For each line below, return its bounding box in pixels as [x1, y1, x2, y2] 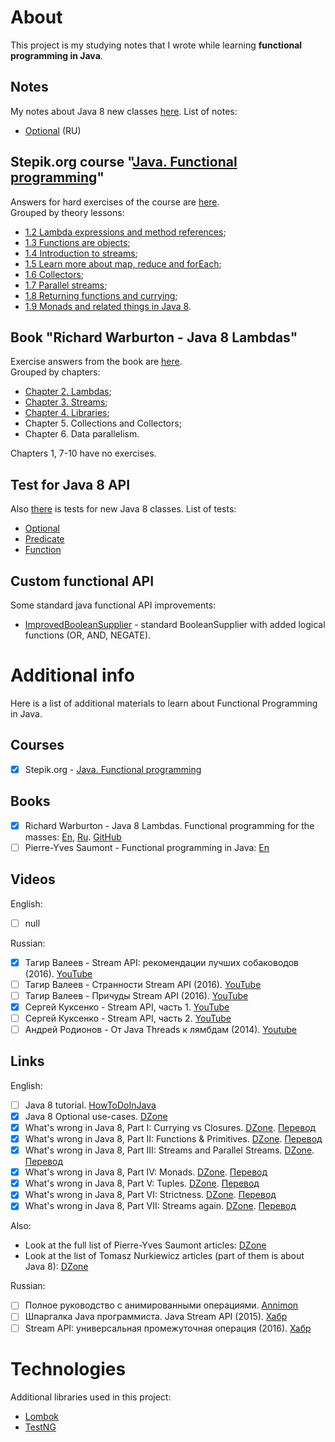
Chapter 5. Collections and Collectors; [24, 417, 182, 430]
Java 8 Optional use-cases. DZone [24, 1110, 168, 1122]
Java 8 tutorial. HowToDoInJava [24, 1099, 157, 1111]
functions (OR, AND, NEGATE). [24, 629, 152, 641]
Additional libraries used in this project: [10, 1391, 172, 1403]
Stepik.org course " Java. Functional [10, 154, 238, 171]
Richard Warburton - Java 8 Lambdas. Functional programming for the [24, 819, 315, 831]
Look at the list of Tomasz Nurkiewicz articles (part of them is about [24, 1250, 305, 1262]
